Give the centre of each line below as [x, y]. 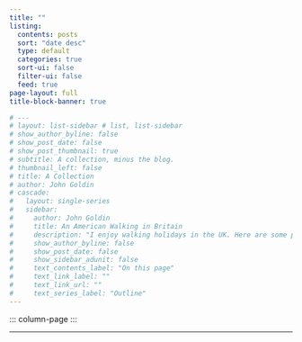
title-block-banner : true [58, 101]
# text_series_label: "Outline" [78, 293]
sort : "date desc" [52, 43]
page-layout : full [44, 93]
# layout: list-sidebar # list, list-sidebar [96, 126]
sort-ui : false [46, 68]
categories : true [50, 59]
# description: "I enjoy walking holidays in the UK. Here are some [148, 235]
